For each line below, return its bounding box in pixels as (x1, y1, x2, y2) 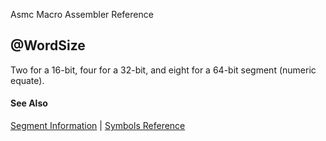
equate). (10, 74, 45, 86)
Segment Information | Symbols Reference (10, 120, 186, 132)
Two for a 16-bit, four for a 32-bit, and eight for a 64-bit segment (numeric (10, 64, 317, 76)
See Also (10, 97, 48, 109)
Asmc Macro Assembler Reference (10, 9, 154, 20)
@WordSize (10, 37, 86, 54)
